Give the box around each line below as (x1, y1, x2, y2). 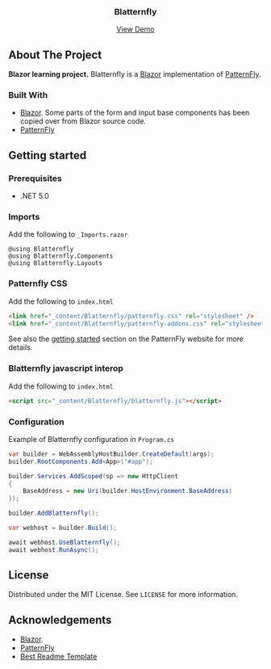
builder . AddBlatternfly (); (8, 509, 99, 518)
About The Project (8, 48, 102, 61)
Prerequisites (8, 172, 62, 183)
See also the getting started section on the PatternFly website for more (8, 334, 244, 344)
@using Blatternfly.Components (8, 252, 114, 260)
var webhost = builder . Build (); (8, 524, 117, 532)
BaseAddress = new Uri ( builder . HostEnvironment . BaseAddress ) (23, 487, 232, 495)
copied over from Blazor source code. (19, 116, 147, 126)
